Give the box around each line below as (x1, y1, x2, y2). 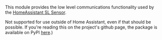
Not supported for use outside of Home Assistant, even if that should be (5, 19, 151, 25)
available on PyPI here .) (5, 30, 53, 35)
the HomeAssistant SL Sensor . (5, 9, 66, 15)
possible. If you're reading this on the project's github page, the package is (5, 24, 158, 30)
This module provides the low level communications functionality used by (5, 4, 154, 10)
